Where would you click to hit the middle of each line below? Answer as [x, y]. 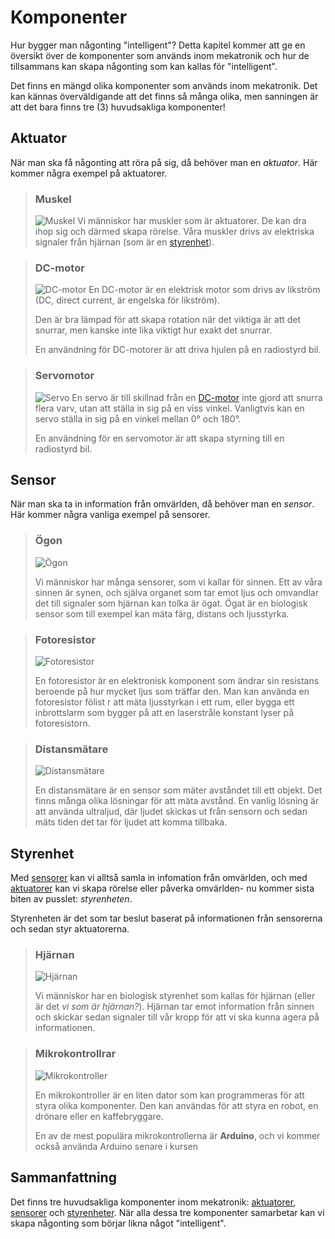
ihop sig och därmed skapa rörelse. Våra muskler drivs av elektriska [174, 232]
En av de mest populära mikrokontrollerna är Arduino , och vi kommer [177, 1135]
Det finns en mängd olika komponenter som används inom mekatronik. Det [164, 85]
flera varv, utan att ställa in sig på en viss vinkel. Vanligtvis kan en [169, 408]
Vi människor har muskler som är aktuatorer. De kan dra [191, 221]
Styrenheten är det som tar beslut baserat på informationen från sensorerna [166, 918]
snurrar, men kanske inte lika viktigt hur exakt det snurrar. [153, 330]
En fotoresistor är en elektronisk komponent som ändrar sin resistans [177, 681]
